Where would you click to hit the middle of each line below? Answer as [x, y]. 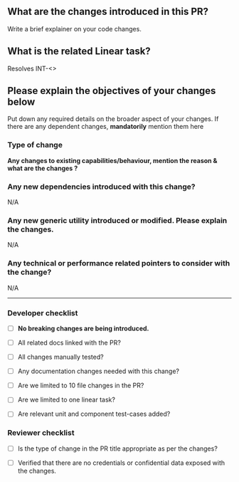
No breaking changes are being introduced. [83, 328]
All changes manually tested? [61, 357]
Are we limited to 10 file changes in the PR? [81, 386]
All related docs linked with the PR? [69, 342]
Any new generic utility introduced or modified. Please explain [117, 220]
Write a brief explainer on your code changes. [75, 28]
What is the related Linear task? [79, 52]
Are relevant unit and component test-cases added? [94, 414]
